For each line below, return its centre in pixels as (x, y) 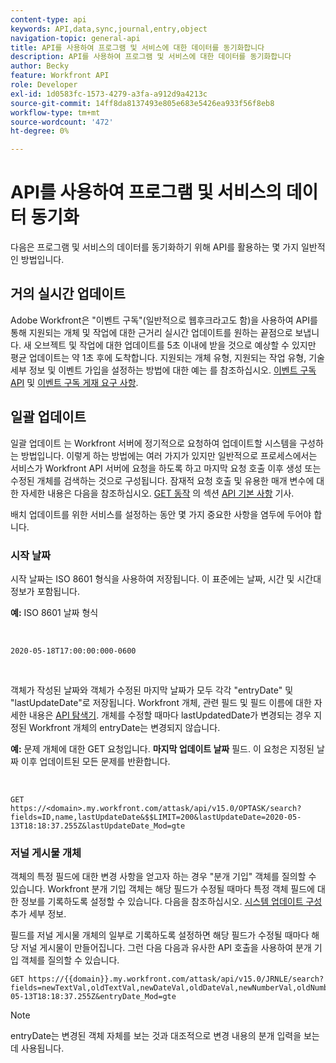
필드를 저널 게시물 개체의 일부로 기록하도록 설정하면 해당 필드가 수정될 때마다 (160, 935)
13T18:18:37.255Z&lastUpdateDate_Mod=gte (98, 826)
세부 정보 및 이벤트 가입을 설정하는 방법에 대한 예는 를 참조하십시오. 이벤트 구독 (163, 370)
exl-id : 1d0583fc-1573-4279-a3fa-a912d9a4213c (109, 94)
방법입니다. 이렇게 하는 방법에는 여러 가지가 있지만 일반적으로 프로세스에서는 (169, 455)
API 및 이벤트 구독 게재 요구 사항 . (74, 382)
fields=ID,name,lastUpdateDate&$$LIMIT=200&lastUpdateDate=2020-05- (156, 817)
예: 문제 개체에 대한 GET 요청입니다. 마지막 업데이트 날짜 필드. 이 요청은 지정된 (162, 748)
